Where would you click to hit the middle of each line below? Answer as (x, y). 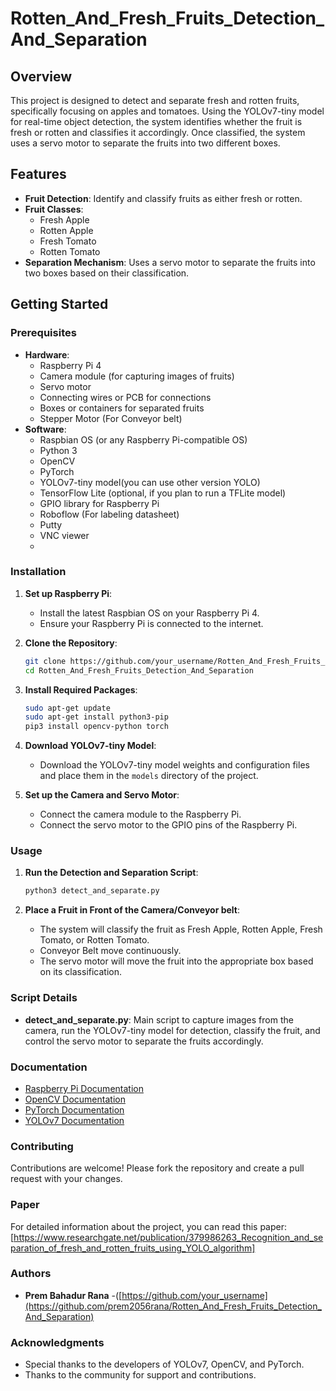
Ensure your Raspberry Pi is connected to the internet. (151, 623)
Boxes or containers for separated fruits (122, 408)
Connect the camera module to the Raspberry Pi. (140, 814)
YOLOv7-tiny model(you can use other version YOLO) (150, 482)
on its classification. (81, 972)
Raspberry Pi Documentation (84, 1088)
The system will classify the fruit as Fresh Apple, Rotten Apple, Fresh (181, 929)
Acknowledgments (57, 1342)
